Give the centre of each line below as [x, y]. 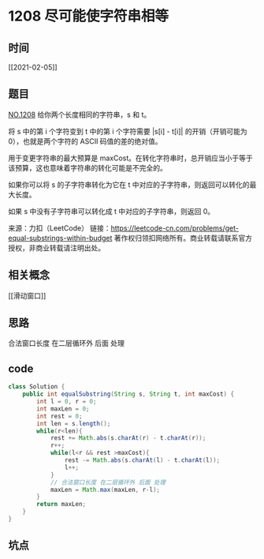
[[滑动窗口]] [27, 295]
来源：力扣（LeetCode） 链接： [60, 228]
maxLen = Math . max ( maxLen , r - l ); [105, 490]
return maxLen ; [61, 505]
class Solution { [37, 387]
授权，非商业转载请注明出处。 [56, 248]
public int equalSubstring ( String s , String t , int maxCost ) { [128, 394]
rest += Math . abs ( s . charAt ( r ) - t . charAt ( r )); [128, 438]
